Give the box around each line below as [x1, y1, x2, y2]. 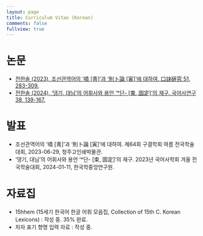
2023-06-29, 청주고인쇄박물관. [28, 148, 103, 156]
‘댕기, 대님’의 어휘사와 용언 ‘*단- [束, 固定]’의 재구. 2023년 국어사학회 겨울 [15, 156, 191, 163]
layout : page [6, 9, 39, 15]
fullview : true [6, 26, 45, 32]
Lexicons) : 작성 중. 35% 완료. [15, 216, 88, 223]
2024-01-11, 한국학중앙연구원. [42, 164, 115, 171]
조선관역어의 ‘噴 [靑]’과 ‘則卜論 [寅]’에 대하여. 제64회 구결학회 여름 [15, 141, 174, 148]
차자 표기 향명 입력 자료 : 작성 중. [15, 223, 93, 231]
